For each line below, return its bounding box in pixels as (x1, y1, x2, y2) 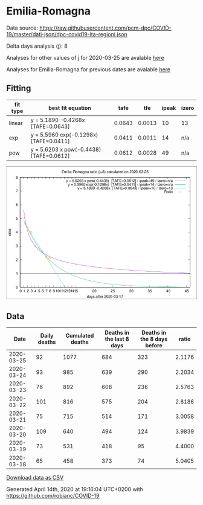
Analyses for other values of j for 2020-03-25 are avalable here (6, 54, 164, 61)
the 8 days (140, 335, 168, 343)
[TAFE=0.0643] (30, 123, 70, 130)
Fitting (6, 83, 31, 94)
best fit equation (48, 104, 92, 111)
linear (8, 120, 23, 126)
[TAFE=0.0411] (30, 137, 70, 144)
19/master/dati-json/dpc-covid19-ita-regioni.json (6, 30, 128, 37)
